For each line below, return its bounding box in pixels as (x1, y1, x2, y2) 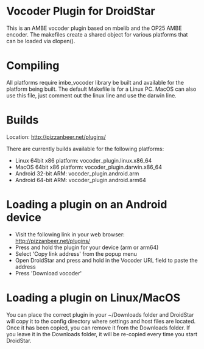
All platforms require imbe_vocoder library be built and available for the (6, 79, 185, 86)
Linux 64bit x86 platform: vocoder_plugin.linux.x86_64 (15, 157, 152, 164)
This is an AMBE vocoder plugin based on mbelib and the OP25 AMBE (6, 24, 182, 32)
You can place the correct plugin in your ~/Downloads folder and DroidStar (6, 311, 194, 318)
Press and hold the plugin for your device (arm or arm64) (15, 244, 159, 251)
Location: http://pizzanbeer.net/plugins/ (6, 133, 106, 141)
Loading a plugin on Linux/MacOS (6, 291, 181, 305)
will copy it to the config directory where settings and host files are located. (6, 317, 196, 325)
